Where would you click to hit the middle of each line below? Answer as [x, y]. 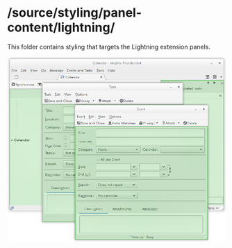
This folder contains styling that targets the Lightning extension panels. [109, 47]
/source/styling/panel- [75, 13]
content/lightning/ [61, 27]
